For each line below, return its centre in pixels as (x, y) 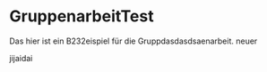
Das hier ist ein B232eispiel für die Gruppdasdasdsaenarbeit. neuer (133, 41)
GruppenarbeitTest (82, 16)
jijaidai (21, 58)
